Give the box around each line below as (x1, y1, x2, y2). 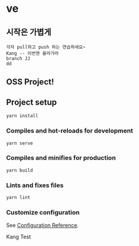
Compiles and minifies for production (6, 154, 116, 162)
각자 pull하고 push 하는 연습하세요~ (6, 44, 86, 50)
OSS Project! (6, 77, 55, 87)
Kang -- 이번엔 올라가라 (6, 51, 59, 56)
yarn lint (6, 195, 31, 201)
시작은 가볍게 (6, 27, 52, 37)
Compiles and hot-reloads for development (6, 127, 134, 135)
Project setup (6, 97, 58, 107)
